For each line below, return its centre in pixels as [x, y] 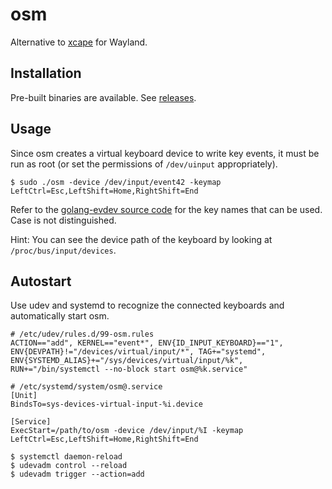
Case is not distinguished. [63, 220]
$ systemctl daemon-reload [66, 457]
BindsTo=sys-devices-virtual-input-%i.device [106, 404]
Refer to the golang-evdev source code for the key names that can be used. [166, 209]
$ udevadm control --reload [69, 466]
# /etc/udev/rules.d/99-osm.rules [82, 334]
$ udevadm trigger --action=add [77, 474]
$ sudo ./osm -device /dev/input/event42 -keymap [116, 182]
